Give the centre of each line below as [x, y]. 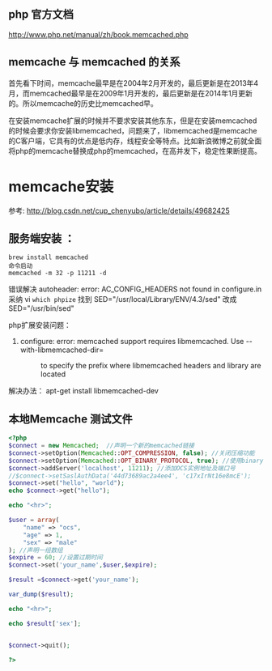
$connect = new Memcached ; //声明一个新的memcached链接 [102, 446]
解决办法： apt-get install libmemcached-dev [84, 391]
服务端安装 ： [42, 238]
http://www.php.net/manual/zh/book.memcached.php [98, 34]
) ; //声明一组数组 [36, 550]
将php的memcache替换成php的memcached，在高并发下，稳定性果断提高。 [135, 151]
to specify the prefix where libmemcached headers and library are [151, 366]
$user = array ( [34, 520]
